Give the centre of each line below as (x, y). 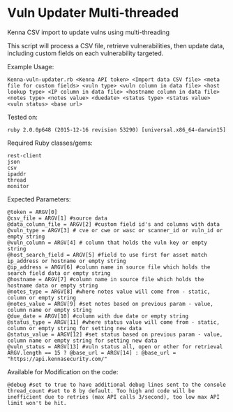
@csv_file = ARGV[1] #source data (58, 218)
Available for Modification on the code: (63, 371)
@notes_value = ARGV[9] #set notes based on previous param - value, (111, 304)
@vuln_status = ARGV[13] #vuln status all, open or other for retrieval (115, 347)
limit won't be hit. (37, 403)
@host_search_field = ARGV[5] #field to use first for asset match (107, 255)
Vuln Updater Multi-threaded (93, 13)
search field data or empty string (59, 273)
